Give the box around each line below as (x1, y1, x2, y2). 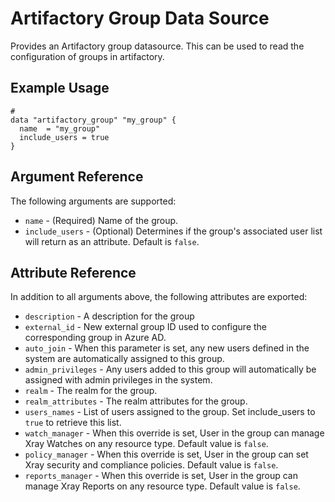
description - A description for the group (24, 310, 195, 322)
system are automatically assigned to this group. (24, 353, 225, 365)
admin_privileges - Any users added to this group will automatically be (24, 363, 317, 376)
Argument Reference (10, 168, 144, 186)
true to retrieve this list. (24, 417, 122, 429)
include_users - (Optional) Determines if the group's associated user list (24, 225, 323, 237)
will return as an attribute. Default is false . (24, 235, 200, 247)
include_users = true (19, 132, 110, 142)
